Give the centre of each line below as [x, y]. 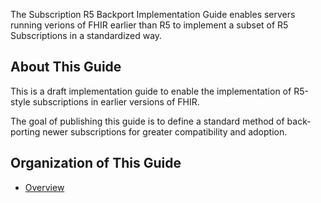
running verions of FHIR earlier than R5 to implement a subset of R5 [149, 25]
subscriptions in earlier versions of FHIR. [116, 101]
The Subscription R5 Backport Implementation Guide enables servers [153, 14]
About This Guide [66, 67]
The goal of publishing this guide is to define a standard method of [147, 121]
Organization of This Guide [96, 163]
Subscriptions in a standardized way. [86, 35]
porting [25, 131]
